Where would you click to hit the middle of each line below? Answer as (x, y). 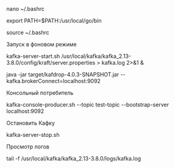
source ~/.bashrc (28, 32)
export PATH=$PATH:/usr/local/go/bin (54, 20)
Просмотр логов (28, 147)
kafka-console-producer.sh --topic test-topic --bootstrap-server (88, 104)
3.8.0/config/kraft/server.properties (51, 63)
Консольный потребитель (40, 93)
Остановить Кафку (30, 123)
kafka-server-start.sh (33, 56)
